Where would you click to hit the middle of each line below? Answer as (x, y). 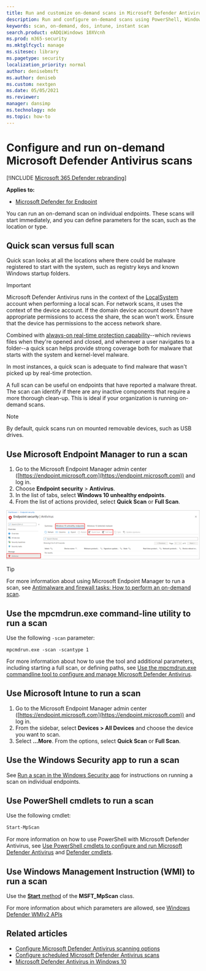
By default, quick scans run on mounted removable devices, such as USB (99, 428)
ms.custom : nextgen (31, 84)
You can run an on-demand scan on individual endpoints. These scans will (100, 213)
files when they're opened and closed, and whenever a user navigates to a (101, 342)
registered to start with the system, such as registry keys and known (93, 267)
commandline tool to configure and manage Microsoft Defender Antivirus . (99, 674)
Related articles (37, 934)
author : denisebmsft (33, 71)
